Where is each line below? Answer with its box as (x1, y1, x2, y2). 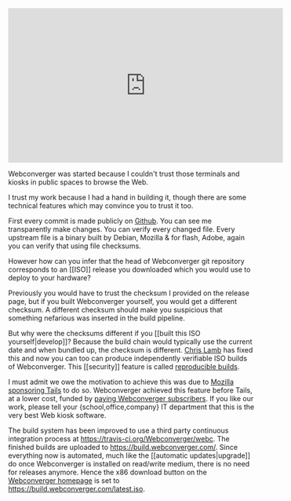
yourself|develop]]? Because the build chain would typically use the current (8, 337, 253, 346)
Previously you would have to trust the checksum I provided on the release (8, 288, 249, 298)
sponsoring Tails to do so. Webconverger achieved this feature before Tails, (8, 386, 253, 395)
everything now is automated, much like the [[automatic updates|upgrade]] (8, 451, 251, 460)
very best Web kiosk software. (8, 411, 107, 419)
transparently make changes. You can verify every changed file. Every (8, 225, 235, 234)
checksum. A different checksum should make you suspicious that (8, 305, 223, 314)
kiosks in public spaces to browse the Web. (8, 177, 149, 187)
